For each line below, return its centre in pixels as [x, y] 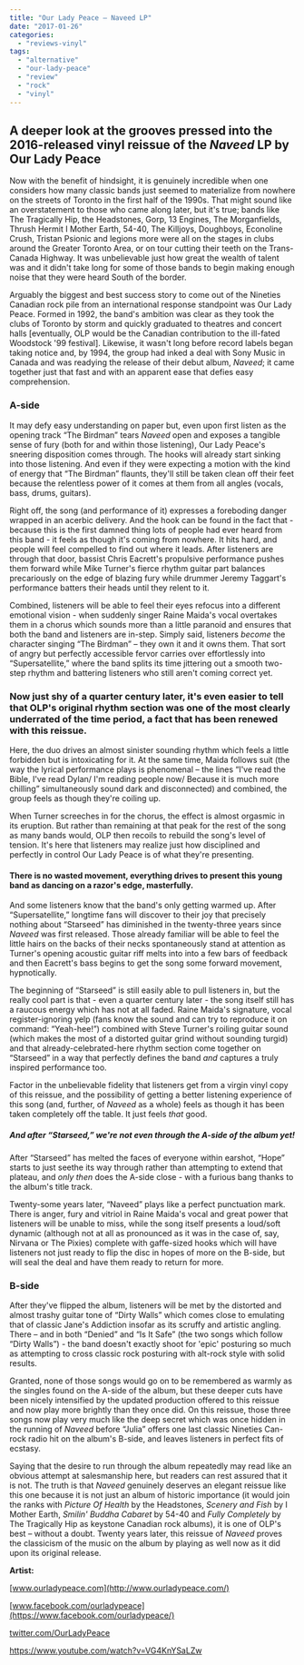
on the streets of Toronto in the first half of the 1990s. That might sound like [151, 200]
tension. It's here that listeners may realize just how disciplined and [135, 845]
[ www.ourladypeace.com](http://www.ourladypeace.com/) [119, 1588]
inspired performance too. [58, 1067]
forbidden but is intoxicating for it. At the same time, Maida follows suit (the [150, 759]
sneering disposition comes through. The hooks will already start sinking [145, 454]
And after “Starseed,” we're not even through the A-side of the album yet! [152, 1135]
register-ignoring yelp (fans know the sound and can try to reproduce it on [148, 1019]
